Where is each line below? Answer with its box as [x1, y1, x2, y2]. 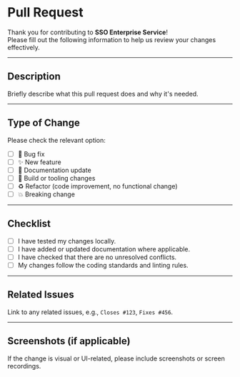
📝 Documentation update [17, 166, 91, 174]
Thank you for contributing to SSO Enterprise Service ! [7, 28, 168, 36]
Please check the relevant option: [7, 136, 106, 144]
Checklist [7, 218, 51, 230]
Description [7, 71, 61, 83]
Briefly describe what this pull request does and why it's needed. [7, 89, 199, 98]
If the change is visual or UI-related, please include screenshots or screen [7, 354, 225, 363]
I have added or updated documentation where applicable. [17, 244, 191, 253]
